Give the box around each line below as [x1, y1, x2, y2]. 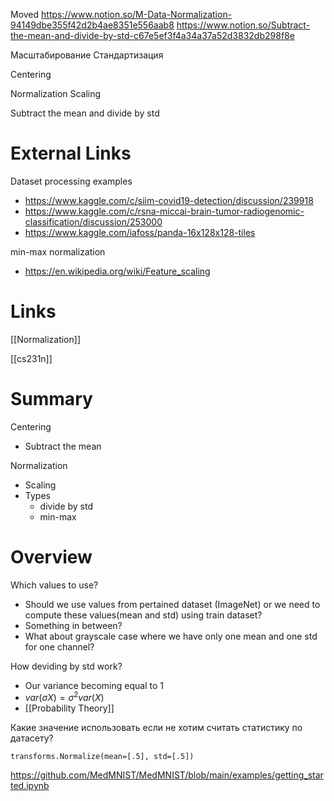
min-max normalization [10, 245, 106, 258]
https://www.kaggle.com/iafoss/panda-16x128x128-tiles [24, 226, 256, 238]
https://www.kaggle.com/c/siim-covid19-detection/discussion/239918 [24, 194, 314, 206]
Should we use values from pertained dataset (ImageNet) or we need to [24, 598, 321, 610]
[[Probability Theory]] [24, 702, 115, 714]
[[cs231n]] [10, 352, 53, 364]
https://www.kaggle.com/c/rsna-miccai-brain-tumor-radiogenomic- [24, 205, 305, 217]
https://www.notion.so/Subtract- [176, 19, 311, 31]
